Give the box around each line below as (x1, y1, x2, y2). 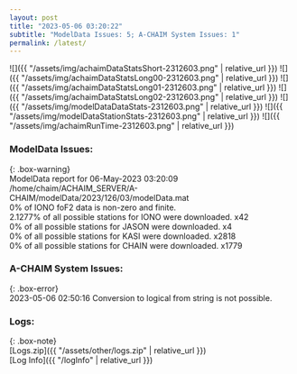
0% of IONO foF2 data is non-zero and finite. (9, 202, 177, 213)
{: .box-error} (9, 283, 59, 294)
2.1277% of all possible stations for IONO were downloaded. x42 (9, 211, 249, 222)
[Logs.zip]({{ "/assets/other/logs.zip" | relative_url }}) (9, 345, 207, 356)
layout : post (9, 13, 59, 23)
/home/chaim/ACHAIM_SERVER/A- (9, 182, 138, 194)
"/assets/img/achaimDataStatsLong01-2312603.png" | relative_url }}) (21, 82, 277, 93)
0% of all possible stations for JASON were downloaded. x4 (9, 221, 233, 232)
